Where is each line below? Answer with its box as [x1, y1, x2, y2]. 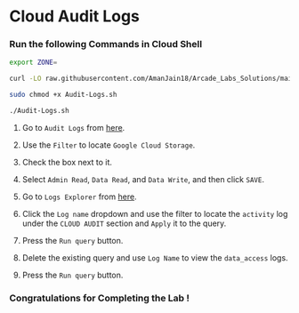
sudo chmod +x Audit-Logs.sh [9, 91, 117, 100]
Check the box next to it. [21, 156, 113, 167]
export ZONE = [9, 58, 58, 68]
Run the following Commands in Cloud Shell [9, 38, 203, 51]
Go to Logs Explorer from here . [21, 191, 137, 202]
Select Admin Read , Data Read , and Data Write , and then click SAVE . [21, 173, 265, 184]
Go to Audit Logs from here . [21, 122, 125, 132]
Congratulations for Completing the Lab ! [9, 292, 190, 304]
